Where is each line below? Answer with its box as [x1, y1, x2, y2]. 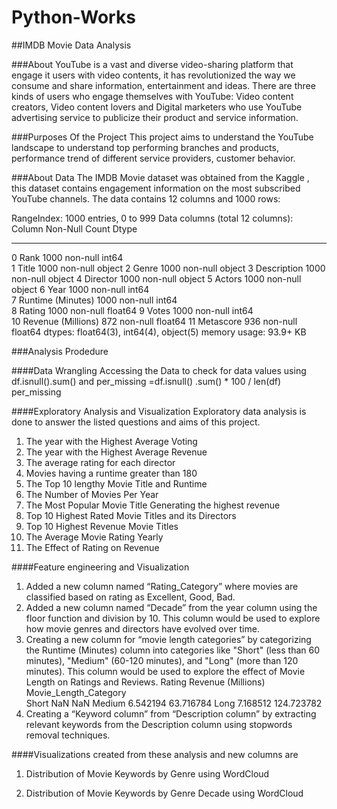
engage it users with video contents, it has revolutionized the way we [11, 69, 296, 81]
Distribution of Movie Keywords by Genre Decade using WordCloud [25, 787, 304, 799]
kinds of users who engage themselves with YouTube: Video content [11, 90, 294, 102]
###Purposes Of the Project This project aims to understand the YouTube [11, 131, 314, 143]
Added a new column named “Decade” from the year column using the [25, 601, 318, 613]
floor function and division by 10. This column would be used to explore [25, 612, 321, 624]
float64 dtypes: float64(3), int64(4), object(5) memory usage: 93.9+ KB [11, 326, 307, 338]
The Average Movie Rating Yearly [25, 531, 164, 543]
